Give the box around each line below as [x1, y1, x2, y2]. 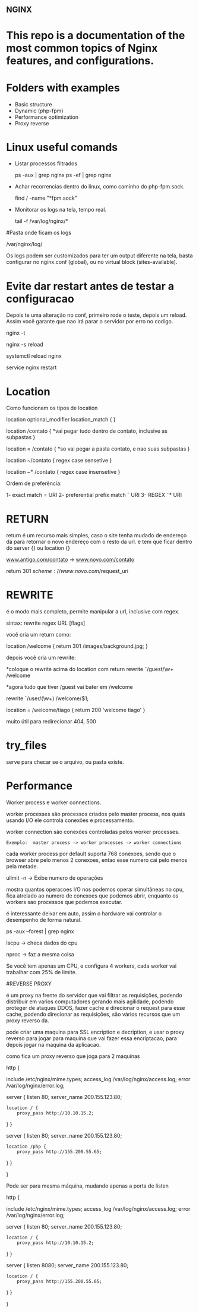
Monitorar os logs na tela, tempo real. [14, 206, 107, 213]
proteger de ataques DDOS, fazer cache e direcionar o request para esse [6, 1005, 185, 1012]
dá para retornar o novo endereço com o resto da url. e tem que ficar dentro [6, 538, 192, 546]
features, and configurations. [6, 53, 154, 67]
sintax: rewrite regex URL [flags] [6, 619, 86, 626]
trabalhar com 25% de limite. [6, 969, 77, 976]
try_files [6, 739, 47, 752]
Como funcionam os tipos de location [6, 404, 98, 412]
